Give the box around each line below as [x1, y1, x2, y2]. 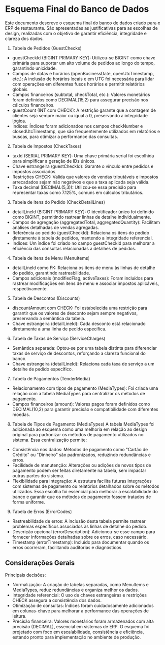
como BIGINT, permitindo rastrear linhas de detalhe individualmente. [12, 214, 152, 220]
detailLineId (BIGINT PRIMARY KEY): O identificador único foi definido [12, 209, 154, 215]
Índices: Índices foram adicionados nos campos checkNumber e [12, 123, 143, 129]
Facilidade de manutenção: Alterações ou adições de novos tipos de [12, 462, 152, 468]
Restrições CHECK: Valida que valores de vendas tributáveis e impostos [12, 174, 159, 180]
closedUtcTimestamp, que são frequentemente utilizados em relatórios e [12, 128, 160, 134]
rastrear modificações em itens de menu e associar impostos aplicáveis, [12, 280, 159, 286]
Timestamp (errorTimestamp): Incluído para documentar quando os [12, 539, 149, 545]
